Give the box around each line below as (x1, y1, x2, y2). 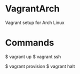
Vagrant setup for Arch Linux (5, 19, 65, 25)
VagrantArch (5, 3, 60, 14)
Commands (5, 37, 54, 48)
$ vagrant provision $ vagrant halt (5, 63, 75, 69)
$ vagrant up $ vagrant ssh (5, 53, 61, 59)
